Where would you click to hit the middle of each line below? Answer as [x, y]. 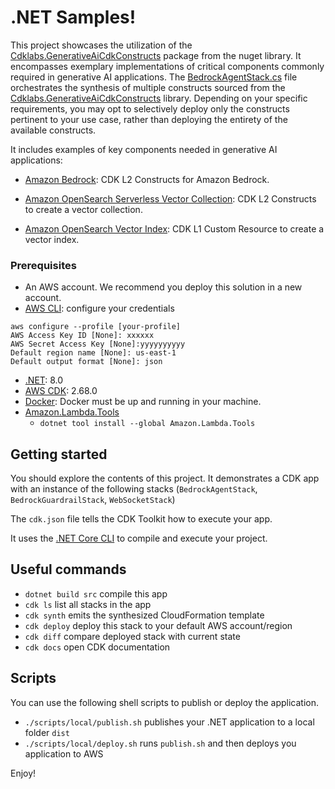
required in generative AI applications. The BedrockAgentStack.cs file [154, 77]
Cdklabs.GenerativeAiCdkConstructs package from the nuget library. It [156, 55]
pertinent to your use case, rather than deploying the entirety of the [149, 119]
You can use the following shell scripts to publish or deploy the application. [165, 702]
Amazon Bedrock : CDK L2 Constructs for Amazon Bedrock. [147, 179]
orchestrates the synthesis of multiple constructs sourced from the [148, 87]
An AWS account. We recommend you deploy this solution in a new [163, 287]
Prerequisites [43, 265]
